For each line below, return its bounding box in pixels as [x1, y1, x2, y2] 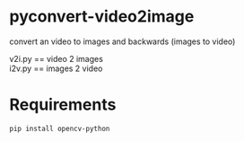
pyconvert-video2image [9, 6, 195, 27]
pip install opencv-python [9, 124, 110, 133]
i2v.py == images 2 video [9, 63, 103, 74]
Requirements [9, 94, 117, 115]
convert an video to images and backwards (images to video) [9, 36, 236, 47]
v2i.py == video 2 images [9, 53, 103, 64]
